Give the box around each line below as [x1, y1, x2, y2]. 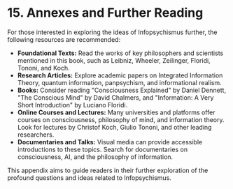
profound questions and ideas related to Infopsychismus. [7, 173, 171, 182]
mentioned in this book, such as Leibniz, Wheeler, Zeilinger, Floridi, [17, 56, 211, 64]
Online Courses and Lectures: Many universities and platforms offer [17, 108, 216, 116]
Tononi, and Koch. [17, 63, 70, 72]
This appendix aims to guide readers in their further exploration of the [7, 166, 209, 174]
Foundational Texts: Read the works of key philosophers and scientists [17, 49, 224, 57]
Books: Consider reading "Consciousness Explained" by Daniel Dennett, [17, 86, 226, 94]
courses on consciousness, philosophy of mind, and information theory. [17, 115, 225, 123]
